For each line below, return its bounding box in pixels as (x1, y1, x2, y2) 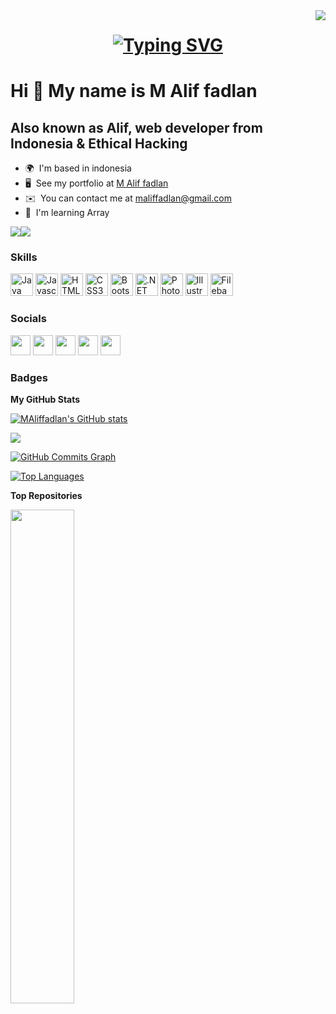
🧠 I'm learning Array (24, 207, 110, 219)
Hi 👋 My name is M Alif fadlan (10, 80, 258, 103)
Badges (10, 370, 48, 384)
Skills (10, 250, 38, 264)
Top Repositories (10, 490, 83, 502)
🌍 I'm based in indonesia (24, 162, 132, 174)
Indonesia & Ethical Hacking (10, 135, 188, 152)
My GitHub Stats (10, 394, 81, 406)
